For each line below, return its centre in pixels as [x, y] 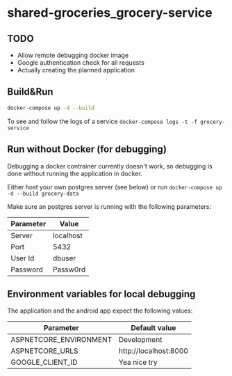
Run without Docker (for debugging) [87, 149]
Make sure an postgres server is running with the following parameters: [109, 206]
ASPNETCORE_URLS [44, 351]
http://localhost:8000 [154, 351]
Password [27, 269]
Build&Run [30, 92]
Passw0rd [69, 269]
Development [140, 340]
